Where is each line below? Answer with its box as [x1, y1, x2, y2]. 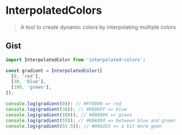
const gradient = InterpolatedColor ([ [5, 67, 103, 74]
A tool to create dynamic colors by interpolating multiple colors [20, 23, 177, 31]
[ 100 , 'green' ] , [11, 85, 52, 91]
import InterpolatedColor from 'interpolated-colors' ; [5, 56, 146, 63]
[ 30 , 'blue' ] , [11, 79, 46, 85]
